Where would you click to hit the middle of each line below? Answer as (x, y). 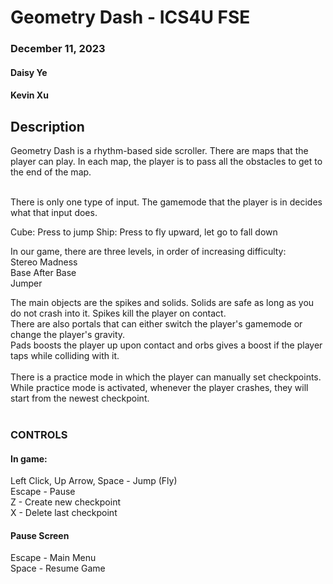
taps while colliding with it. (65, 356)
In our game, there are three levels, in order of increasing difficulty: (148, 252)
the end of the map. (51, 172)
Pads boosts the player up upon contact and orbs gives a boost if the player (166, 345)
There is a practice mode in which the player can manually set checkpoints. (166, 377)
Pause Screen (40, 535)
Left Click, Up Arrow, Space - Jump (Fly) (94, 481)
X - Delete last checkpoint (64, 513)
